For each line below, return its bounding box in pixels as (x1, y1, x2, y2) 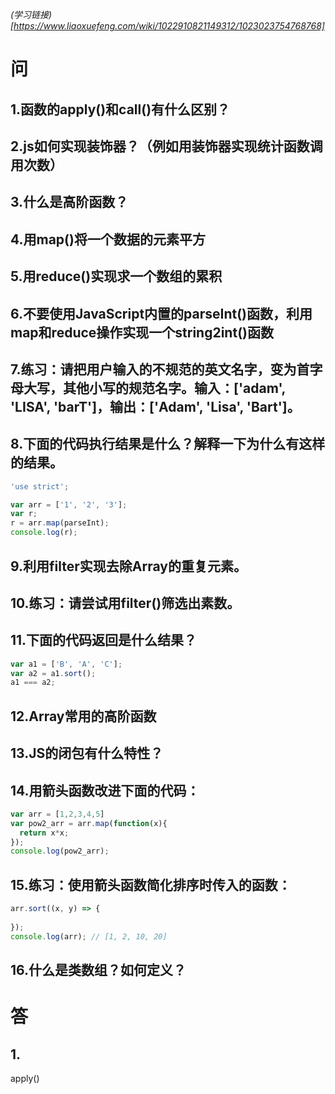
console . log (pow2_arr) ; (10, 846, 110, 857)
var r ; (10, 509, 38, 519)
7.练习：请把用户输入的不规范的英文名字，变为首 (10, 361, 310, 378)
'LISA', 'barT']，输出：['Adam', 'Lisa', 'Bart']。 (10, 398, 301, 415)
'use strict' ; (10, 481, 70, 492)
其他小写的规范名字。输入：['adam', (62, 379, 286, 397)
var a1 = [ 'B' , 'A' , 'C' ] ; (10, 659, 123, 669)
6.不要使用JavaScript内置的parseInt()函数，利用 (10, 305, 313, 322)
